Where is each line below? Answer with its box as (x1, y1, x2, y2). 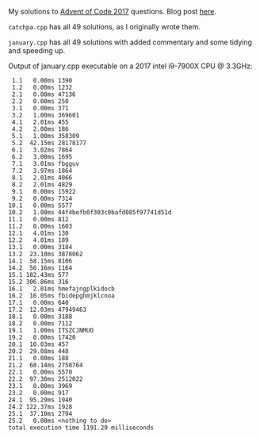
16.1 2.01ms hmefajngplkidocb (8, 285, 115, 293)
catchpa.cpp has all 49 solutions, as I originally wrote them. (8, 22, 201, 31)
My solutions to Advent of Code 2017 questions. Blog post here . (8, 7, 216, 16)
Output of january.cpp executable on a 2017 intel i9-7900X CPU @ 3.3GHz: (8, 61, 253, 71)
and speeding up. (8, 46, 66, 55)
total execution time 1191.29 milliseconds (8, 424, 155, 432)
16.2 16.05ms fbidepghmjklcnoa (8, 292, 115, 300)
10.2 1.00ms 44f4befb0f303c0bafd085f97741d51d (8, 209, 172, 217)
